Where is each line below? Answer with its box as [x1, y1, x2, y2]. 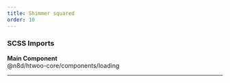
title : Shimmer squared [7, 10, 75, 17]
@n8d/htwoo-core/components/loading [7, 61, 120, 69]
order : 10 [7, 16, 36, 23]
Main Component [7, 54, 58, 62]
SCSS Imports [7, 39, 55, 48]
